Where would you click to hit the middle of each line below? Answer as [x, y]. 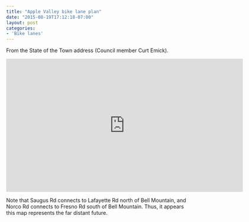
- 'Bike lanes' [25, 34]
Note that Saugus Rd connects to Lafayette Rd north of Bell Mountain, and [96, 200]
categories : [21, 28]
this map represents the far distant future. [57, 213]
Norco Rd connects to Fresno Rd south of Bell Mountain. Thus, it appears [95, 207]
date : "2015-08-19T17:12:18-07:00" [50, 17]
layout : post [22, 22]
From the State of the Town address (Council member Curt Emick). [87, 50]
